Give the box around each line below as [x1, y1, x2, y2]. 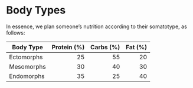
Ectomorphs [9, 53, 43, 61]
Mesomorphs [9, 62, 46, 70]
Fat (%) [126, 43, 148, 51]
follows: [6, 29, 25, 36]
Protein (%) [51, 43, 85, 51]
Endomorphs [9, 72, 45, 80]
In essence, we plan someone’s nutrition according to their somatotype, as [6, 23, 187, 30]
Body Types [6, 4, 66, 17]
